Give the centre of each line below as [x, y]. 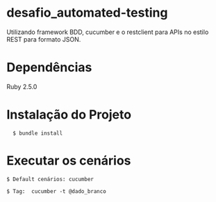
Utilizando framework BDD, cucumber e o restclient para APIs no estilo [108, 32]
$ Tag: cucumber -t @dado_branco [57, 191]
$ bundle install [38, 133]
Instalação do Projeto [69, 115]
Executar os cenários [69, 160]
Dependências [49, 68]
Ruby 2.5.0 [22, 86]
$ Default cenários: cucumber [50, 179]
